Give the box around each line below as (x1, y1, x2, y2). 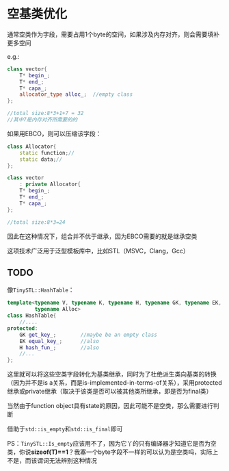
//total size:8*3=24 (7, 218, 66, 226)
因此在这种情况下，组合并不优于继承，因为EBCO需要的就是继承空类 (7, 232, 198, 240)
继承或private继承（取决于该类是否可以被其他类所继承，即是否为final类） (7, 387, 213, 396)
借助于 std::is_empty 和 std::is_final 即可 (7, 425, 123, 433)
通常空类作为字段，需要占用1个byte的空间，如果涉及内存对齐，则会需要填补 (7, 30, 220, 38)
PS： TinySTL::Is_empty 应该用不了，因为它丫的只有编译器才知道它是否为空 (7, 440, 217, 448)
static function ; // (19, 149, 75, 156)
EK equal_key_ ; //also (19, 338, 99, 344)
